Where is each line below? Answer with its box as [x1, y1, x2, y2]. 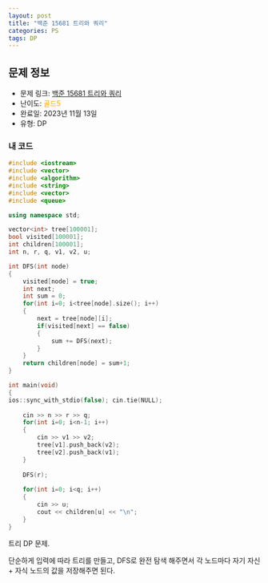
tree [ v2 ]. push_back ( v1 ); [37, 448, 120, 456]
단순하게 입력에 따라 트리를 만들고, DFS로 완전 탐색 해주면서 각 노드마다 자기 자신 [8, 555, 261, 565]
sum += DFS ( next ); [50, 337, 113, 345]
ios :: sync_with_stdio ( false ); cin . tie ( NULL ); [8, 396, 162, 404]
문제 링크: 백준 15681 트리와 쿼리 [19, 89, 122, 99]
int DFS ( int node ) [8, 262, 70, 270]
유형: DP [19, 119, 47, 128]
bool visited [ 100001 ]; [8, 233, 84, 241]
